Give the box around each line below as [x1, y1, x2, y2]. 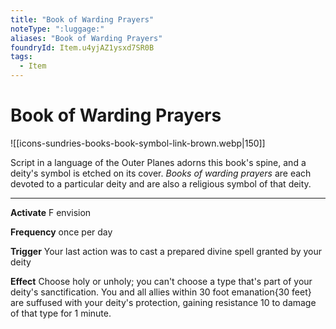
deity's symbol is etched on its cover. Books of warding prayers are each [10, 167, 312, 179]
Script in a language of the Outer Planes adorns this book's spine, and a [10, 156, 307, 168]
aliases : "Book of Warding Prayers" [10, 33, 163, 43]
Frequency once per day [10, 226, 113, 238]
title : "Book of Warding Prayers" [10, 14, 155, 25]
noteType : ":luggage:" [10, 24, 105, 34]
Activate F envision [10, 206, 92, 218]
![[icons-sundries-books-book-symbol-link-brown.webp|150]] [10, 137, 266, 149]
